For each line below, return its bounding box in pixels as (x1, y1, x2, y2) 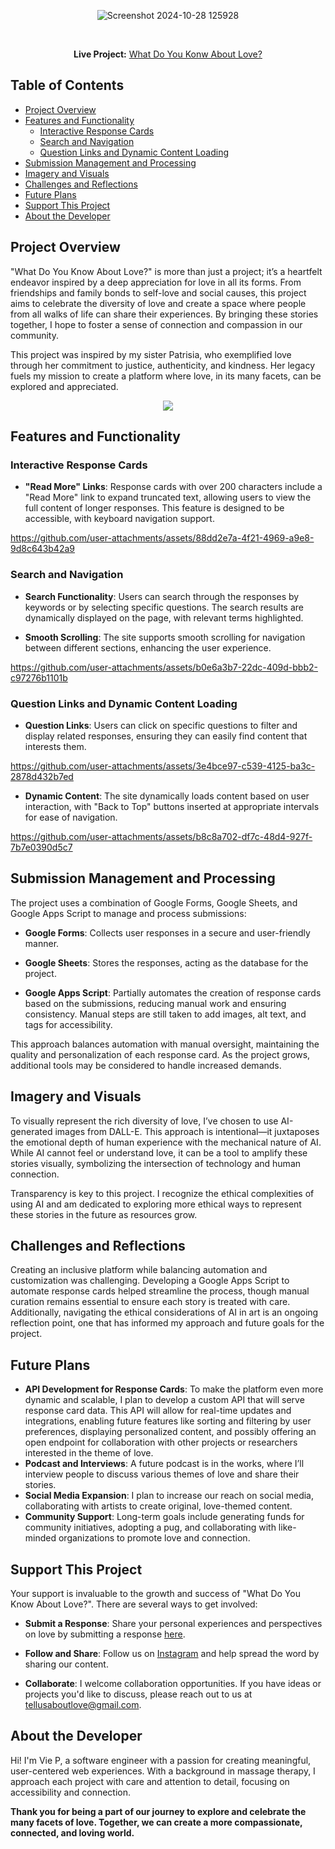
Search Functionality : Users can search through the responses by (24, 590, 300, 602)
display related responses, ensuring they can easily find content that (24, 730, 308, 742)
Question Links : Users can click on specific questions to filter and (24, 719, 298, 731)
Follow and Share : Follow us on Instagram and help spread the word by (24, 1647, 320, 1659)
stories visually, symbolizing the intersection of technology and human (10, 1157, 302, 1169)
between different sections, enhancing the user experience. (24, 641, 272, 654)
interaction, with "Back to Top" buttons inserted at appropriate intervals (24, 800, 320, 812)
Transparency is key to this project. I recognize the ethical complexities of (10, 1187, 315, 1199)
